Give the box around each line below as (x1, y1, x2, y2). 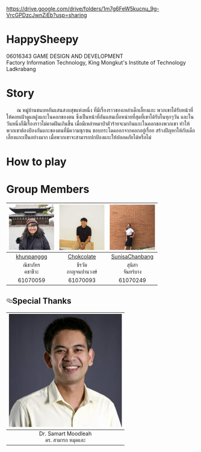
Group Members (6, 183, 90, 196)
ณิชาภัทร (23, 262, 40, 268)
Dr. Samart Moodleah (39, 430, 92, 438)
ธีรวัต (76, 262, 87, 268)
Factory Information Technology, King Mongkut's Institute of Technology (6, 58, 187, 66)
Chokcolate (67, 253, 96, 260)
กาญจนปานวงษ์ (66, 268, 97, 275)
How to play (6, 155, 67, 169)
